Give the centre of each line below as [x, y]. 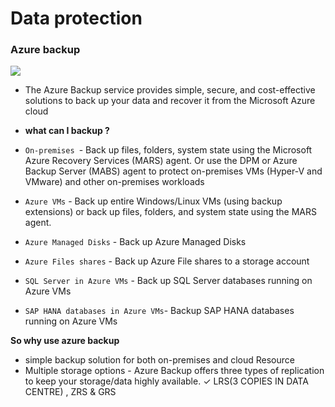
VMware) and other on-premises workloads [114, 182]
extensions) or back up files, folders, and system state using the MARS [170, 212]
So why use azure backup [65, 341]
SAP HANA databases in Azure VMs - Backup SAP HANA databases [159, 311]
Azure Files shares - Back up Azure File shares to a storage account [167, 261]
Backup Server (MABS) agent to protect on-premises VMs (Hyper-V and [173, 171]
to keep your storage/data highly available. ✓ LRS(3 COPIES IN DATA [166, 381]
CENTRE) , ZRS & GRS [70, 392]
